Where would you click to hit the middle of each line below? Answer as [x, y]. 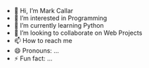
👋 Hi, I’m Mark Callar [44, 11]
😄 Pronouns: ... [37, 51]
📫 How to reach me [43, 41]
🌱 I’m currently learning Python [59, 25]
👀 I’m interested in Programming [60, 18]
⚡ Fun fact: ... [33, 58]
